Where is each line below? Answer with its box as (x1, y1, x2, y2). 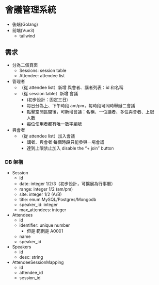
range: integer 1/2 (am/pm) (19, 186, 73, 192)
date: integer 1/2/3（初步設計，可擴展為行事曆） (19, 181, 115, 187)
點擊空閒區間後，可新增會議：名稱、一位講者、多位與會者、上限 (26, 109, 154, 115)
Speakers (12, 244, 32, 250)
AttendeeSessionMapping (12, 259, 64, 265)
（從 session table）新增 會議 (19, 90, 79, 96)
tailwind (19, 33, 35, 39)
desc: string (19, 254, 44, 260)
